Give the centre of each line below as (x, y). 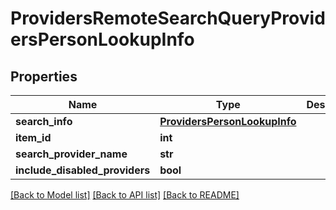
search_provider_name (71, 154)
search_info (44, 121)
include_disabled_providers (83, 170)
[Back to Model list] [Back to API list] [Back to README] (125, 195)
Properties (44, 76)
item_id (33, 137)
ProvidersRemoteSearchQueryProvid (168, 18)
